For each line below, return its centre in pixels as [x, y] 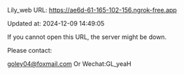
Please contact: [30, 50]
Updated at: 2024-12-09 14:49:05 [56, 23]
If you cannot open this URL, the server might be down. [87, 37]
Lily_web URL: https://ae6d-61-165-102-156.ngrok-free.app [92, 10]
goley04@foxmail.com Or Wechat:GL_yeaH [69, 64]
